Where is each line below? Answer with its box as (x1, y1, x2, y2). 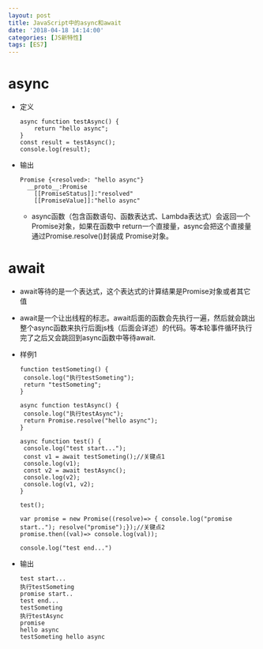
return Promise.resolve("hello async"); (23, 417, 159, 425)
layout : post (8, 11, 51, 20)
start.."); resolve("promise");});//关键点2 (19, 523, 166, 531)
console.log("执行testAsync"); (23, 410, 124, 418)
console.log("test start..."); (23, 445, 126, 452)
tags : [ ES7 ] (8, 41, 47, 49)
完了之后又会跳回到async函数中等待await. (19, 333, 156, 342)
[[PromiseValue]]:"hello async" (34, 197, 141, 205)
